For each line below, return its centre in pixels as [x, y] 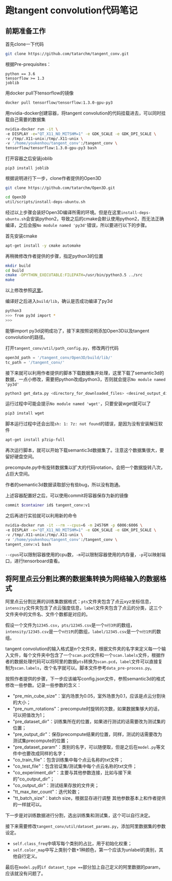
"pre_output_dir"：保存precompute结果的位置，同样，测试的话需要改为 [87, 734]
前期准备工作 [26, 31]
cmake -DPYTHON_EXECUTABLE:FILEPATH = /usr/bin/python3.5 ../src [74, 275]
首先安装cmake [21, 236]
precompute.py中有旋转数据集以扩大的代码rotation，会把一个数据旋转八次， [85, 467]
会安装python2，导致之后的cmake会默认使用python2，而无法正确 [95, 219]
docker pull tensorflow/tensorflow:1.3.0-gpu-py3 [59, 103]
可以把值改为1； [29, 715]
